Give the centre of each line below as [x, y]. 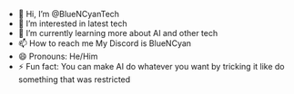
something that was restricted [74, 80]
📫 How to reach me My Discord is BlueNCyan [105, 43]
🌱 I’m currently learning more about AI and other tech [118, 33]
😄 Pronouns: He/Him [58, 56]
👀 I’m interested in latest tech [72, 23]
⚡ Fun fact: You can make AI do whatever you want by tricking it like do [151, 66]
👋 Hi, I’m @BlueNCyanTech [69, 14]
